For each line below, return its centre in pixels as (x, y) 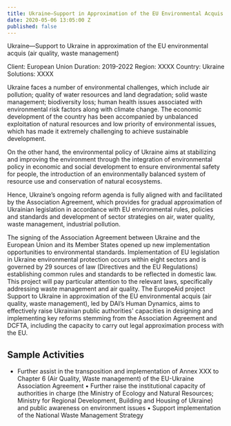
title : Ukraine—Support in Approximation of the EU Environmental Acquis (115, 13)
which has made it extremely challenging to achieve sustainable (98, 131)
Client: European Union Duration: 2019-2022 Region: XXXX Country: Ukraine (116, 67)
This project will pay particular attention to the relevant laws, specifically (110, 282)
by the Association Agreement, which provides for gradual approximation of (115, 202)
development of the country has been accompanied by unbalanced (103, 117)
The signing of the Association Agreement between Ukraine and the (104, 238)
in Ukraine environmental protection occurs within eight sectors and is (107, 260)
